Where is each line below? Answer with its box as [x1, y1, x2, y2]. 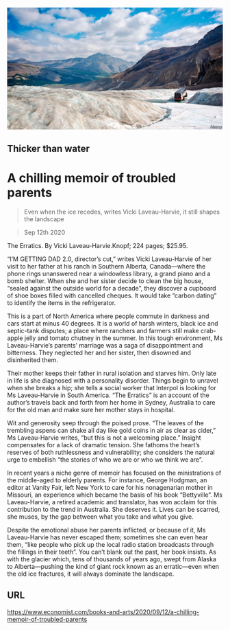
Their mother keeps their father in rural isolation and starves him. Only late [7, 369, 217, 377]
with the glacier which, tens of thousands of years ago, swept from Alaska [7, 554, 217, 563]
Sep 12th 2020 [23, 228, 66, 236]
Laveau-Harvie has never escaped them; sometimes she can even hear [7, 533, 208, 541]
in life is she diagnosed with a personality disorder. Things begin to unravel [7, 376, 218, 385]
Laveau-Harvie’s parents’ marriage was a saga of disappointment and [7, 341, 203, 349]
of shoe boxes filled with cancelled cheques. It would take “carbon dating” [7, 291, 217, 300]
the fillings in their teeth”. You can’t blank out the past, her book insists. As [7, 548, 217, 556]
